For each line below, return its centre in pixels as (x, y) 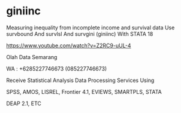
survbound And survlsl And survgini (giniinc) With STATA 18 (80, 33)
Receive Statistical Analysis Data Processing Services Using (80, 80)
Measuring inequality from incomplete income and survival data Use (90, 28)
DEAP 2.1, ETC (24, 103)
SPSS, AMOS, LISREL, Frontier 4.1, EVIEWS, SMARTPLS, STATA (84, 91)
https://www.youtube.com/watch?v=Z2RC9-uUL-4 (69, 45)
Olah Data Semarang (32, 57)
